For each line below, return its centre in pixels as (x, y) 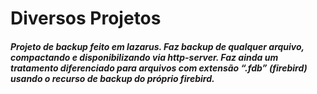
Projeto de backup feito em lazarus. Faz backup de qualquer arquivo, (157, 46)
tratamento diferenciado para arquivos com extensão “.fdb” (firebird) (159, 68)
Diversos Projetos (86, 18)
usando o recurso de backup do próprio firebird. (112, 78)
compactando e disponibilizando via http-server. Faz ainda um (144, 57)
